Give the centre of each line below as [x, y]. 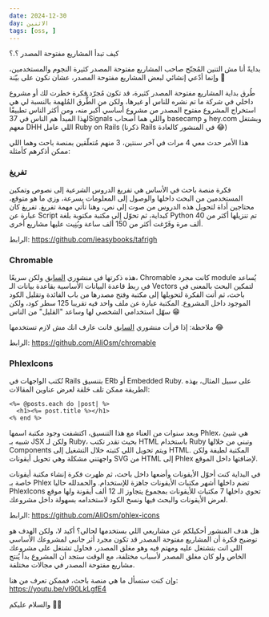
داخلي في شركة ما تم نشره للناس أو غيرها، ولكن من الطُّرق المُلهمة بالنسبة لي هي [131, 102]
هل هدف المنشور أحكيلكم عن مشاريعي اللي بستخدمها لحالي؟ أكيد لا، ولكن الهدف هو [134, 531]
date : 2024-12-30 [38, 16]
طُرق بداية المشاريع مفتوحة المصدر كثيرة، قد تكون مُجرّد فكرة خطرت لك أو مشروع [132, 93]
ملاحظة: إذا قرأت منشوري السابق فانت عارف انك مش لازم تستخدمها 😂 [116, 327]
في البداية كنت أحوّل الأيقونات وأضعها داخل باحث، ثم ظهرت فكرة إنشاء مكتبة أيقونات [135, 474]
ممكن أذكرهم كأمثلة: [40, 151]
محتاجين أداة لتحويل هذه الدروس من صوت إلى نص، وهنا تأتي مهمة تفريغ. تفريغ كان [132, 206]
